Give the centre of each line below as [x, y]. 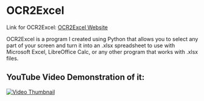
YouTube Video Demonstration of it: [76, 77]
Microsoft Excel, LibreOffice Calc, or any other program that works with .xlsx [102, 51]
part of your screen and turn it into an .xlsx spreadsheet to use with [91, 45]
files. [12, 58]
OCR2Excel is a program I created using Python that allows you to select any [102, 39]
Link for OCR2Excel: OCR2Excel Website [57, 27]
